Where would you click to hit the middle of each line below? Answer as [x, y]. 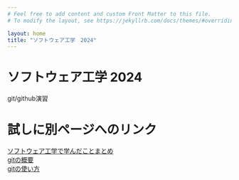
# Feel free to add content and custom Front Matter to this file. [110, 14]
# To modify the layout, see [51, 21]
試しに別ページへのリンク [82, 130]
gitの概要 [21, 160]
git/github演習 [28, 99]
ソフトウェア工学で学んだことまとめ [60, 151]
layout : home [27, 33]
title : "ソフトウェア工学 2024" [52, 40]
